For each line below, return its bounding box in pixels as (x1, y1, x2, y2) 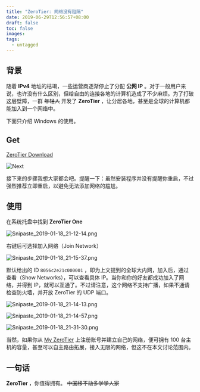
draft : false (6, 20, 39, 26)
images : (6, 31, 26, 37)
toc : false (6, 25, 33, 32)
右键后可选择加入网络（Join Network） (6, 242, 102, 250)
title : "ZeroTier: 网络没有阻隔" (6, 8, 84, 15)
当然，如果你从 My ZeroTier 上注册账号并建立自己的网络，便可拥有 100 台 (6, 336, 186, 343)
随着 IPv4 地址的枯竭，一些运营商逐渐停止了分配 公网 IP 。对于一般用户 (6, 82, 181, 89)
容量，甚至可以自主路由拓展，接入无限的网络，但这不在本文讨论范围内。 (16, 344, 194, 351)
